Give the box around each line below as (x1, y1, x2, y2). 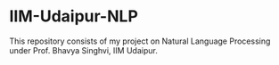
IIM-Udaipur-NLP (9, 6, 138, 27)
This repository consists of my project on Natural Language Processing (9, 36, 271, 46)
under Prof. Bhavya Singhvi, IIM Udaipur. (9, 45, 158, 55)
